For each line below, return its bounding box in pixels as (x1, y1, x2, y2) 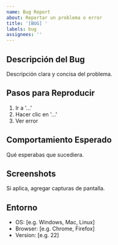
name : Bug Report (6, 9, 51, 15)
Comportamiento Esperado (6, 135, 112, 145)
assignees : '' (6, 32, 43, 38)
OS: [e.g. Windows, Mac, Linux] (15, 219, 95, 226)
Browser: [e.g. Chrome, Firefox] (15, 225, 95, 232)
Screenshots (6, 168, 56, 179)
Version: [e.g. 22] (15, 232, 59, 239)
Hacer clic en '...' (15, 110, 57, 118)
